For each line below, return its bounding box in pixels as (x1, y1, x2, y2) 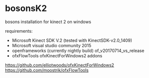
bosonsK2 (5, 3, 47, 14)
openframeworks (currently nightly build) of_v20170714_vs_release (12, 48, 145, 53)
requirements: (5, 28, 33, 34)
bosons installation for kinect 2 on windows (5, 19, 92, 25)
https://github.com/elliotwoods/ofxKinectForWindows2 (5, 62, 114, 68)
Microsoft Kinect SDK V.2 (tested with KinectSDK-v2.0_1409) (12, 37, 133, 43)
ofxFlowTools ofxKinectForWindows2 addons (12, 52, 103, 58)
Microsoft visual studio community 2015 (12, 42, 92, 48)
